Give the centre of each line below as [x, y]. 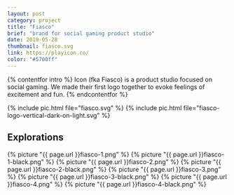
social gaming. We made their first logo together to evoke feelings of [106, 87]
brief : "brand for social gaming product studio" [81, 33]
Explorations [36, 137]
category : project [34, 20]
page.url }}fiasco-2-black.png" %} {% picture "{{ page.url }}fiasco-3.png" [114, 169]
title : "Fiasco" [31, 27]
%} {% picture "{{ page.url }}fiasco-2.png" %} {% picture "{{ [133, 161]
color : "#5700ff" [33, 60]
